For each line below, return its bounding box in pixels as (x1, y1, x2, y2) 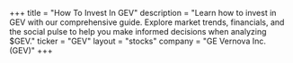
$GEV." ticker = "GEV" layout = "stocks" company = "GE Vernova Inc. (9, 35, 267, 46)
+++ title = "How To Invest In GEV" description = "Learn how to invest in (9, 8, 277, 18)
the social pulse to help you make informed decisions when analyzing (9, 27, 267, 36)
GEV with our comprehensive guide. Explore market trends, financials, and (9, 17, 285, 28)
